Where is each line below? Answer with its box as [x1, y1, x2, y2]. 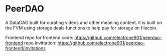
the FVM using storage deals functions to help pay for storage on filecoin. [5, 24, 158, 30]
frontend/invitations [5, 45, 46, 51]
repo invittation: [24, 39, 57, 45]
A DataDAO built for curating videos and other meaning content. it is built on [5, 19, 162, 25]
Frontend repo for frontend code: [5, 34, 74, 40]
